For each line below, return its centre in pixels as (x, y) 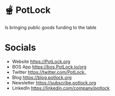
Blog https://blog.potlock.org (42, 77)
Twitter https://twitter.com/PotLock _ (49, 72)
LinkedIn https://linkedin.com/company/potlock (61, 88)
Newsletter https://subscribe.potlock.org (54, 82)
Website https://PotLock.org (41, 61)
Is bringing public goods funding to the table (50, 27)
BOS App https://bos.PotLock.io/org (49, 66)
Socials (20, 48)
